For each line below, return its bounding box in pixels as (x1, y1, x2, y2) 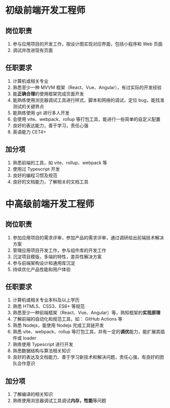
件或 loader (12, 335, 37, 341)
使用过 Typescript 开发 (12, 166, 60, 172)
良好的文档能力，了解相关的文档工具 (12, 178, 89, 184)
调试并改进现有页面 (12, 47, 53, 53)
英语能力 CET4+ (12, 129, 47, 135)
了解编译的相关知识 (12, 391, 53, 397)
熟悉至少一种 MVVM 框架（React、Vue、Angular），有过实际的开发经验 (12, 84, 162, 90)
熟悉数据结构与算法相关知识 (12, 348, 71, 354)
